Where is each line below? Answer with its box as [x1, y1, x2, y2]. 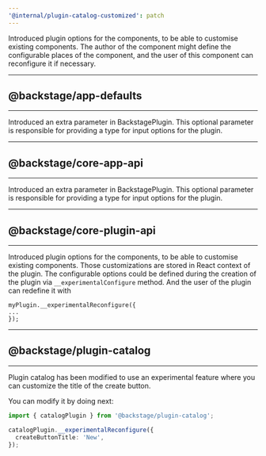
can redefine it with [8, 286, 71, 296]
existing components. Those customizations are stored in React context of [8, 261, 251, 270]
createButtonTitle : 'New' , [15, 433, 104, 441]
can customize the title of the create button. [8, 381, 151, 390]
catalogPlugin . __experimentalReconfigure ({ [8, 426, 154, 434]
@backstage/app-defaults [8, 89, 142, 103]
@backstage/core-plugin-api [8, 224, 156, 237]
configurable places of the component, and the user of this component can [8, 50, 253, 59]
